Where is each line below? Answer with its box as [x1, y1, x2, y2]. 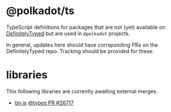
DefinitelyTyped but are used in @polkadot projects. [6, 29, 130, 37]
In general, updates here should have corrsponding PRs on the [6, 41, 158, 48]
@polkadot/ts [6, 4, 75, 18]
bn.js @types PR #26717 [14, 99, 74, 106]
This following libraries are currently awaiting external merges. [6, 87, 158, 95]
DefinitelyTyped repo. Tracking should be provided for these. [6, 47, 154, 54]
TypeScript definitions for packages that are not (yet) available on [6, 24, 166, 31]
